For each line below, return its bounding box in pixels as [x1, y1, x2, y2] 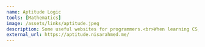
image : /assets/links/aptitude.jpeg [6, 20, 99, 26]
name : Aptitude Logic [6, 9, 62, 15]
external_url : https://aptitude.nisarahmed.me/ [6, 32, 130, 38]
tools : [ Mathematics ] [6, 15, 62, 21]
